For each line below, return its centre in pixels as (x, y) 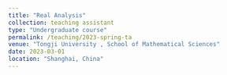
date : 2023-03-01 (37, 52)
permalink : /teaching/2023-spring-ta (70, 37)
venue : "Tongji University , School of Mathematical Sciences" (114, 45)
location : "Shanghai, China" (56, 59)
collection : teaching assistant (61, 23)
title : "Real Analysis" (47, 15)
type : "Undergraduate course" (58, 30)
